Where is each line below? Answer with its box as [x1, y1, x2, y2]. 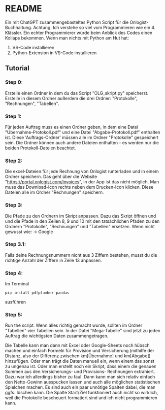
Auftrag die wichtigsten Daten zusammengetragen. [5, 333, 109, 339]
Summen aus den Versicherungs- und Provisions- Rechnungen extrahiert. [5, 369, 155, 375]
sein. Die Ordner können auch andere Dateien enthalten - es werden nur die [5, 139, 159, 145]
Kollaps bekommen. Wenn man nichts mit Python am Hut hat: [5, 35, 129, 41]
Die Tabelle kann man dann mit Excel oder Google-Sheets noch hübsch [5, 342, 150, 348]
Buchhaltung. [5, 24, 33, 30]
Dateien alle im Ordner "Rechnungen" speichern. [5, 189, 104, 195]
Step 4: [5, 270, 23, 276]
